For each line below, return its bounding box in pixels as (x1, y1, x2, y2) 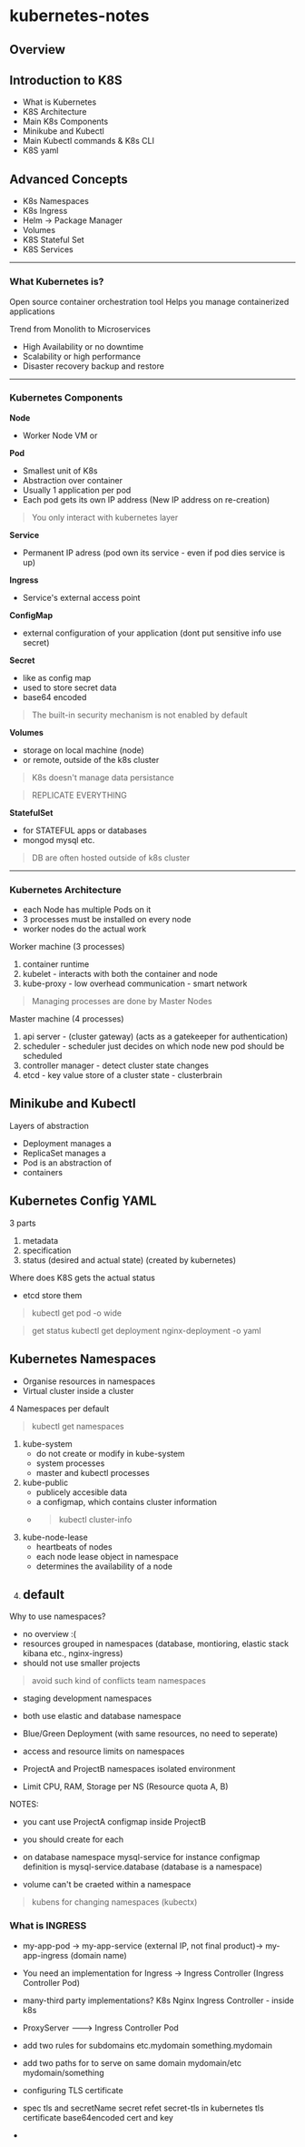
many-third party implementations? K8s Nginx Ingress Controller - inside (22, 1995, 295, 2006)
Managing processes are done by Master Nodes (31, 996, 212, 1007)
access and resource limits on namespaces (22, 1745, 185, 1757)
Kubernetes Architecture (9, 883, 122, 896)
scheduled (22, 1051, 63, 1062)
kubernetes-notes (9, 5, 150, 26)
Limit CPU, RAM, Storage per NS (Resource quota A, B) (22, 1781, 229, 1792)
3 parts (9, 1217, 36, 1228)
